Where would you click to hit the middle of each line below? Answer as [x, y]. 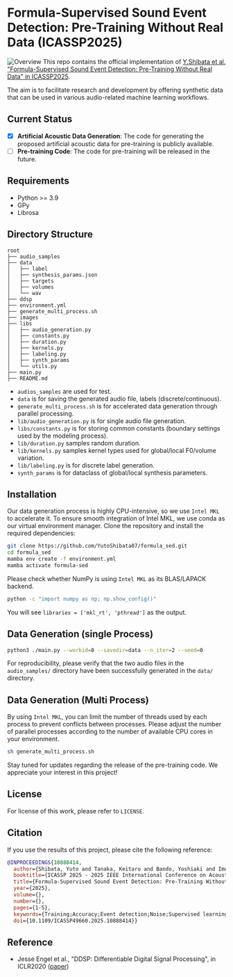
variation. [31, 458]
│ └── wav [24, 293]
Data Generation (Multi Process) [78, 700]
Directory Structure [50, 235]
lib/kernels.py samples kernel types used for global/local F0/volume [116, 450]
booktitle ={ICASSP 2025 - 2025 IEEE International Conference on [110, 875]
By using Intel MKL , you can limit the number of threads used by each [107, 717]
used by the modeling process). [63, 436]
